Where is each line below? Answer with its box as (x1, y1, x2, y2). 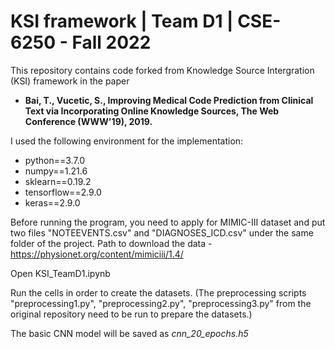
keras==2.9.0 (24, 196, 81, 209)
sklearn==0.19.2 (24, 175, 92, 187)
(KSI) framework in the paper (10, 75, 130, 87)
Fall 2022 (71, 31, 152, 54)
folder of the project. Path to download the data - (10, 237, 213, 249)
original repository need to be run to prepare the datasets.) (10, 308, 253, 320)
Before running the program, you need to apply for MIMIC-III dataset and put (10, 216, 326, 228)
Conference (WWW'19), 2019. (24, 115, 153, 127)
